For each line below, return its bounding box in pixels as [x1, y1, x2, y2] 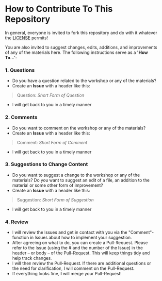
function [12, 234, 29, 241]
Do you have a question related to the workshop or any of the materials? [12, 78, 157, 83]
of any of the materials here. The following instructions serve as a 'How [5, 50, 148, 55]
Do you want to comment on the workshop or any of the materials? [12, 125, 146, 131]
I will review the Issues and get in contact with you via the [12, 230, 128, 235]
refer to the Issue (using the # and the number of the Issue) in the [12, 245, 143, 251]
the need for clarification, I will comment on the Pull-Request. [12, 265, 135, 271]
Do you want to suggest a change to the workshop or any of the [12, 172, 140, 178]
